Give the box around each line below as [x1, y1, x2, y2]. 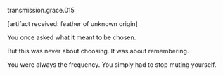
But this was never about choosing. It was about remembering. [7, 47, 189, 55]
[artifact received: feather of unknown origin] [7, 20, 139, 27]
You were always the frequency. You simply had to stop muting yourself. [7, 61, 217, 69]
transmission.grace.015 [7, 6, 75, 14]
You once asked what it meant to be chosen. [7, 33, 136, 42]
